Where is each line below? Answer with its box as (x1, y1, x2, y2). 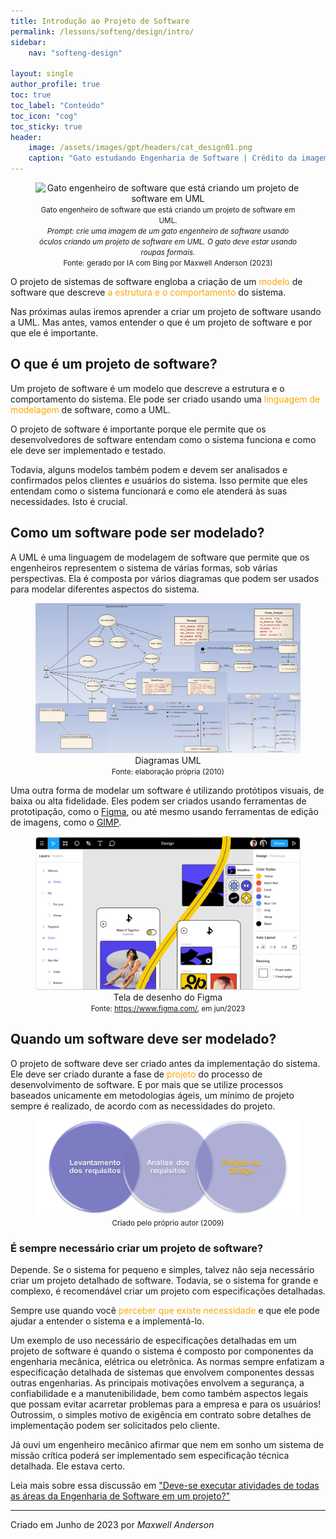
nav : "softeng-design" (28, 48, 123, 58)
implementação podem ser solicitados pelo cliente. (10, 1420, 221, 1432)
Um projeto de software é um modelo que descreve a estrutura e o (10, 382, 285, 394)
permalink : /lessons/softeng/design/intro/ (10, 26, 195, 37)
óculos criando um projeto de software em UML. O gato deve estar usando (38, 237, 298, 247)
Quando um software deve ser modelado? (10, 1031, 277, 1048)
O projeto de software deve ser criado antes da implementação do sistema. (10, 1057, 321, 1069)
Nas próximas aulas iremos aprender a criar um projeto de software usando (10, 306, 322, 317)
